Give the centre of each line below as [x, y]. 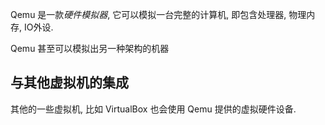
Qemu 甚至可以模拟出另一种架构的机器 [90, 48]
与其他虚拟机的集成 [69, 83]
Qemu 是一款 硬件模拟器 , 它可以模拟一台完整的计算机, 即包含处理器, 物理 [158, 14]
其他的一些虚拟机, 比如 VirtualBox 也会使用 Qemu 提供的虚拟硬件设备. [153, 109]
